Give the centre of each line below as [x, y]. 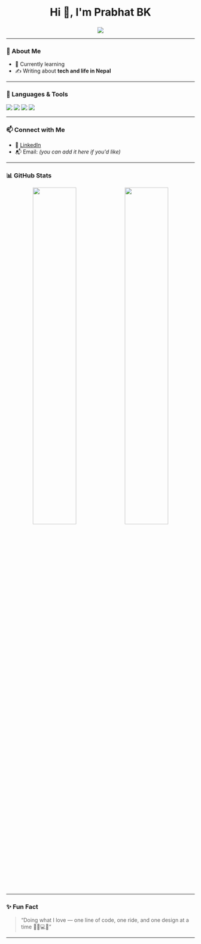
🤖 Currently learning [39, 64]
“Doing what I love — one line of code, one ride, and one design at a [105, 920]
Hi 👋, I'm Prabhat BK [100, 12]
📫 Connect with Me [36, 129]
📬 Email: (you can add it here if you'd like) [68, 152]
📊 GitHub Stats [29, 175]
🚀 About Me [24, 52]
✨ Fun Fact [22, 907]
